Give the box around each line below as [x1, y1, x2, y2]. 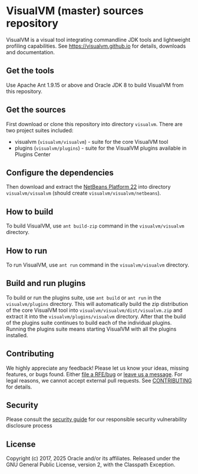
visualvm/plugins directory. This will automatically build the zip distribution [6, 300, 189, 307]
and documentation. [6, 48, 55, 55]
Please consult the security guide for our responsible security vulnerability [6, 416, 187, 423]
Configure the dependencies [6, 167, 114, 177]
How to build [6, 206, 54, 216]
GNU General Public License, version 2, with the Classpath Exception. [6, 461, 176, 468]
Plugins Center [14, 150, 51, 157]
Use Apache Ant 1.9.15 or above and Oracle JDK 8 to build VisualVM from [6, 81, 184, 88]
